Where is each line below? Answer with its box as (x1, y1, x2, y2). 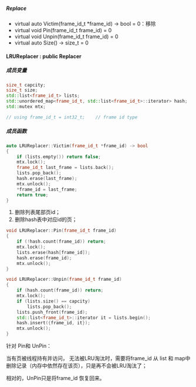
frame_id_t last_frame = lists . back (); (16, 165, 114, 171)
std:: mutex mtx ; (6, 104, 46, 110)
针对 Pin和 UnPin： (6, 342, 52, 349)
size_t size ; (6, 87, 38, 93)
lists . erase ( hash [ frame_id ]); (16, 249, 91, 255)
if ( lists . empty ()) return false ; (16, 154, 101, 159)
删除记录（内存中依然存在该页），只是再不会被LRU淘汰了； (6, 362, 148, 369)
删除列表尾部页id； (14, 209, 60, 216)
